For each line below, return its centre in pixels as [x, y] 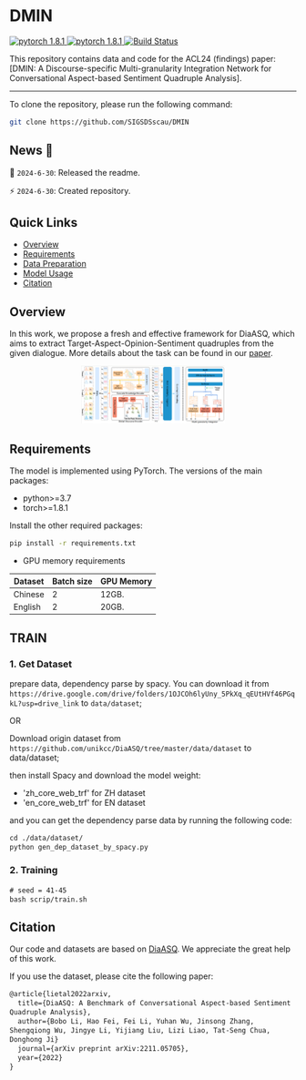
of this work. [33, 959]
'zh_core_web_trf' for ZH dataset [84, 793]
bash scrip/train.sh [49, 899]
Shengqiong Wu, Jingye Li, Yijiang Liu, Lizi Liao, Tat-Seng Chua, [140, 1031]
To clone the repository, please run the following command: [121, 104]
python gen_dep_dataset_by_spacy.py [79, 848]
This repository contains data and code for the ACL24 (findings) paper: [143, 58]
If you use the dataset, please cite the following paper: [112, 976]
